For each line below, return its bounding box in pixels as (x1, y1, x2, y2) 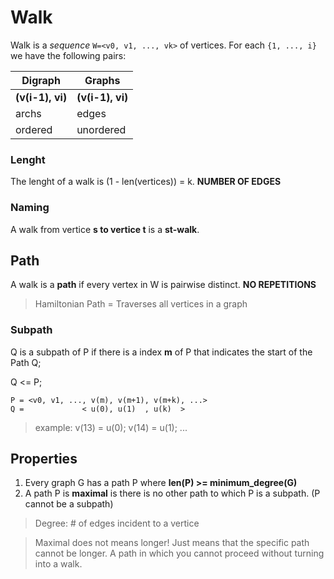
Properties (10, 451, 78, 468)
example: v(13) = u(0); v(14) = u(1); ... (34, 421, 188, 433)
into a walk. (34, 558, 83, 570)
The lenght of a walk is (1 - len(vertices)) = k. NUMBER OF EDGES (10, 176, 282, 188)
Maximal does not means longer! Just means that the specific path (34, 537, 310, 549)
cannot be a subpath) (24, 498, 114, 510)
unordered (76, 122, 127, 136)
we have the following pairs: (10, 49, 127, 61)
